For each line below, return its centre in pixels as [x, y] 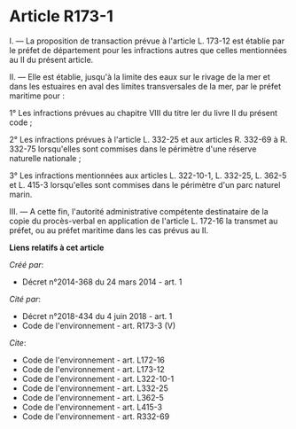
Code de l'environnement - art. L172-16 [93, 360]
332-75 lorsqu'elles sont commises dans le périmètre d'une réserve [133, 149]
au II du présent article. [51, 59]
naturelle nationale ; [45, 158]
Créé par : [27, 264]
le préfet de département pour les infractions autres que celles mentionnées [148, 50]
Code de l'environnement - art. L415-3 [92, 407]
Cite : [18, 342]
